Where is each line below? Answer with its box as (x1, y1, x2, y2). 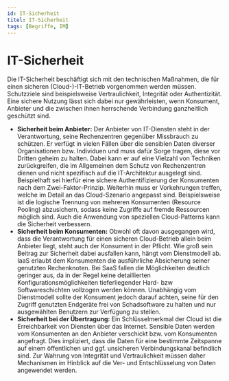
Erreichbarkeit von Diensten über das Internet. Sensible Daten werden (16, 323, 215, 331)
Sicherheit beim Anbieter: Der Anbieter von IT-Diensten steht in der (16, 125, 210, 133)
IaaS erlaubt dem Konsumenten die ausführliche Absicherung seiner (16, 257, 210, 265)
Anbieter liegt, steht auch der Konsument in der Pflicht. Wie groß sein (16, 242, 213, 250)
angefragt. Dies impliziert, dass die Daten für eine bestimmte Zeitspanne (16, 337, 222, 345)
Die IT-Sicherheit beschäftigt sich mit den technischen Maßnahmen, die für (7, 75, 219, 83)
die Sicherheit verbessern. (16, 220, 93, 228)
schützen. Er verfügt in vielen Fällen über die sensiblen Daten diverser (16, 140, 216, 148)
